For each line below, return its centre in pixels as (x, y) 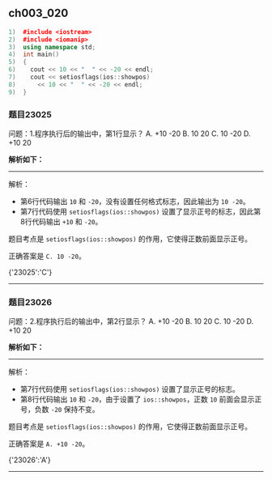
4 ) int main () (34, 55)
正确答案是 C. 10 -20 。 (47, 256)
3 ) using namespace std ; (52, 47)
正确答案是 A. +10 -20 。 (49, 444)
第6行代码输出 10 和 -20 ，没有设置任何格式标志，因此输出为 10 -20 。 (135, 201)
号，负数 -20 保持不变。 (59, 410)
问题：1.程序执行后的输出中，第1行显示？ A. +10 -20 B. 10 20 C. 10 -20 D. (130, 134)
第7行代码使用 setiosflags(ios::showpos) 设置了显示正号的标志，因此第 (140, 211)
